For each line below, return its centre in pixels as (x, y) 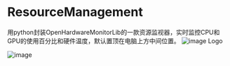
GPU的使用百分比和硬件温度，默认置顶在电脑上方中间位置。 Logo (115, 41)
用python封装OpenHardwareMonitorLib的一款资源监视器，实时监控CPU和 (114, 32)
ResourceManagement (75, 12)
